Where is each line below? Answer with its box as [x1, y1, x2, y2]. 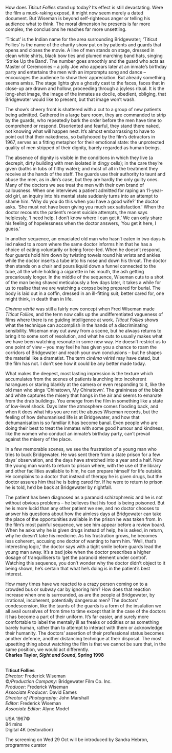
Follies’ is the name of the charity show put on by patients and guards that [5, 42, 162, 48]
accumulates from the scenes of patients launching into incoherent [5, 376, 147, 382]
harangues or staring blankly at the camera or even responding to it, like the [5, 381, 165, 388]
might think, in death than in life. [5, 296, 73, 302]
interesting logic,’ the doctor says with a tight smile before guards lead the [5, 544, 162, 550]
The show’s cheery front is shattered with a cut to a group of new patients [5, 107, 161, 112]
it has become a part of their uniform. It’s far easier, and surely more [5, 614, 149, 620]
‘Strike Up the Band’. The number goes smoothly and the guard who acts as [5, 58, 165, 64]
